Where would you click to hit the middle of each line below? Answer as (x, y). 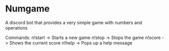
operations (16, 27)
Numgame (27, 9)
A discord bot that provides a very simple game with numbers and (74, 22)
